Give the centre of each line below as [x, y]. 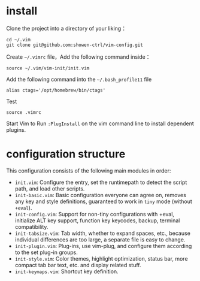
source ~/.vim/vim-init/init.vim [48, 68]
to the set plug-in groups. [46, 252]
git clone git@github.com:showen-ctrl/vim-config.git [75, 45]
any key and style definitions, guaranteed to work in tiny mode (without [104, 201]
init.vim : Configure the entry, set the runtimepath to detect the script [101, 182]
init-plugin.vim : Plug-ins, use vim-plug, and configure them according [103, 246]
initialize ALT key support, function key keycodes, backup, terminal [97, 220]
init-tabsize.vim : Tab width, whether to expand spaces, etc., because [102, 233]
